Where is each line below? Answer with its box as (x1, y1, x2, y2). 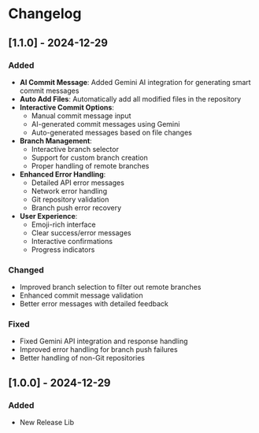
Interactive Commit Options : (19, 102, 114, 112)
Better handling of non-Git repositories (19, 353, 146, 363)
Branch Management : (19, 135, 92, 146)
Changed (8, 265, 45, 276)
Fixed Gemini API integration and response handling (19, 336, 188, 346)
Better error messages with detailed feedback (19, 299, 169, 309)
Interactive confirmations (31, 236, 113, 246)
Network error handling (31, 186, 108, 195)
